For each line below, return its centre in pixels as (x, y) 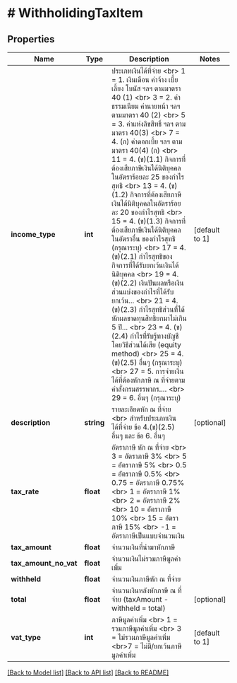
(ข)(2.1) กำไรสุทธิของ (142, 256)
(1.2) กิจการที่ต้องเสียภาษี (147, 194)
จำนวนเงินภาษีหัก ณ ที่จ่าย (146, 579)
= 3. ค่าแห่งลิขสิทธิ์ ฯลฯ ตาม (149, 124)
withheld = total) (139, 608)
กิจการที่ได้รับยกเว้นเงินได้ (145, 265)
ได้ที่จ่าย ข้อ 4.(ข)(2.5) (143, 427)
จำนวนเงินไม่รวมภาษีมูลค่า (146, 559)
